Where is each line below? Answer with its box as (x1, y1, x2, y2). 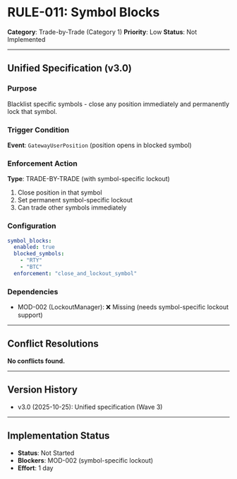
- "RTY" (20, 257, 42, 264)
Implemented (7, 35, 46, 43)
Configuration (7, 221, 56, 231)
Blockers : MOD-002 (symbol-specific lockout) (17, 456, 154, 464)
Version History (7, 383, 78, 396)
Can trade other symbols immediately (17, 203, 127, 212)
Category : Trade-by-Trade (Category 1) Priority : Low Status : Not (7, 28, 197, 36)
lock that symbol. (7, 107, 58, 115)
